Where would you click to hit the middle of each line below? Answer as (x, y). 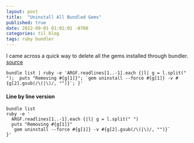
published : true (26, 22)
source (15, 62)
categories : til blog (33, 34)
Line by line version (30, 96)
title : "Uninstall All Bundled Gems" (54, 17)
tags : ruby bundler (30, 39)
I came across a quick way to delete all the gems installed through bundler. (97, 56)
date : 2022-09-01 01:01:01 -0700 (47, 28)
